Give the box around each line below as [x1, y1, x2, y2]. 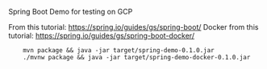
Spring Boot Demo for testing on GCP [8, 7, 133, 16]
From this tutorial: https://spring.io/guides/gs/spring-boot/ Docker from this [8, 22, 259, 31]
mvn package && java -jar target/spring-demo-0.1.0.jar [23, 47, 215, 55]
